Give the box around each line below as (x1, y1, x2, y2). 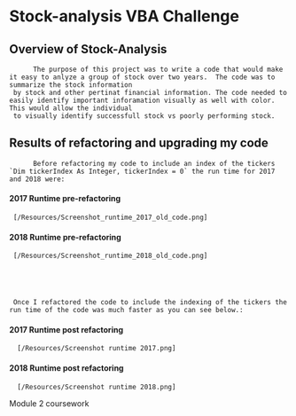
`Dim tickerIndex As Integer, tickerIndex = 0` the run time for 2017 (9, 167, 276, 176)
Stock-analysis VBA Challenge (9, 6, 239, 27)
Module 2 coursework (9, 397, 90, 409)
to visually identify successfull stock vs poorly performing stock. (12, 112, 276, 121)
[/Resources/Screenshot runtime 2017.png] (17, 344, 176, 353)
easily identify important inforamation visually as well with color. (9, 96, 276, 105)
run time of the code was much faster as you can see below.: (9, 306, 244, 315)
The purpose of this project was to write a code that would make (32, 65, 284, 74)
